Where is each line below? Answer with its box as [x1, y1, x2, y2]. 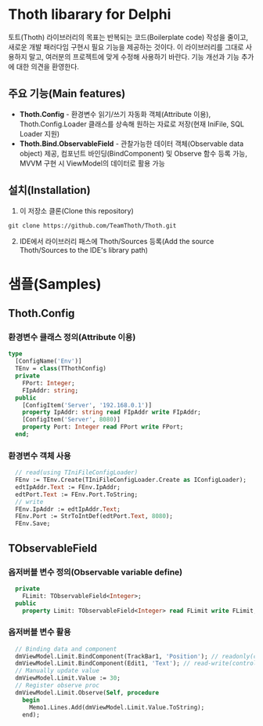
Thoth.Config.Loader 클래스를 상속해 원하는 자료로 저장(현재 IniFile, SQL [19, 119, 245, 129]
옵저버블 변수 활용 [8, 626, 72, 637]
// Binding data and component [15, 645, 117, 653]
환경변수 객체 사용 [8, 450, 72, 461]
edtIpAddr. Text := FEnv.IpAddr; [15, 483, 121, 491]
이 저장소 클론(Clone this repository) [19, 206, 135, 215]
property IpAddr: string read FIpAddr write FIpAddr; [22, 408, 201, 417]
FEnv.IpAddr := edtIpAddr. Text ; [15, 505, 121, 513]
